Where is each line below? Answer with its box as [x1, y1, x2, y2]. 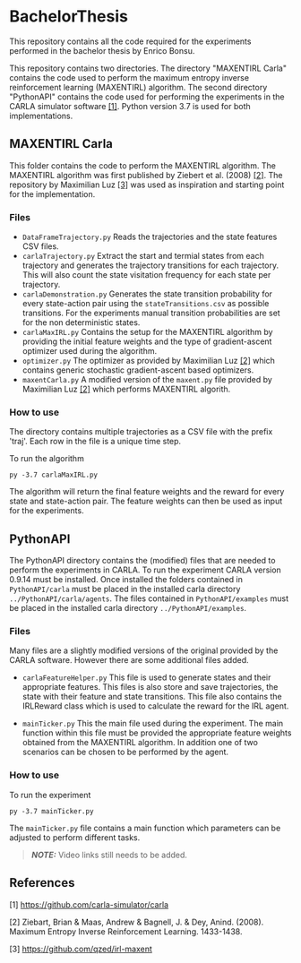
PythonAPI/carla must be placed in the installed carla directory [9, 584, 241, 595]
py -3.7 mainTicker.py [9, 806, 94, 816]
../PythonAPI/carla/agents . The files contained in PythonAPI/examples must [9, 593, 289, 604]
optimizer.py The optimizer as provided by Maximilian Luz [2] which [21, 356, 276, 366]
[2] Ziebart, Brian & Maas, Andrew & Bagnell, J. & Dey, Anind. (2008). [9, 916, 264, 927]
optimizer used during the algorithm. [21, 346, 158, 357]
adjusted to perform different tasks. [9, 831, 141, 843]
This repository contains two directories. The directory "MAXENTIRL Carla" [9, 63, 287, 73]
